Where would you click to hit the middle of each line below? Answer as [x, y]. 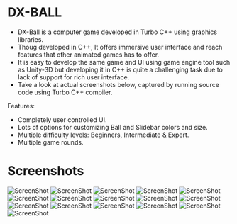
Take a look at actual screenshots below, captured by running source [118, 84]
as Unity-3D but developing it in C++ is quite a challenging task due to [120, 69]
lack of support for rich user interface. [73, 77]
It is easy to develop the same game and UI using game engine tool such [124, 62]
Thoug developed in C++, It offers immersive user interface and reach [120, 47]
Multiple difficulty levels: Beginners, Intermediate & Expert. [103, 135]
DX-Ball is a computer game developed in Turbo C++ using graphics [117, 32]
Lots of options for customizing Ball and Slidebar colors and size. [112, 127]
